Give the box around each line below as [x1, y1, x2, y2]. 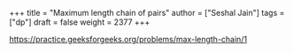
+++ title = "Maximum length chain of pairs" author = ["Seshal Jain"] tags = [9, 8, 285, 18]
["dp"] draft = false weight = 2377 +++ [9, 17, 150, 27]
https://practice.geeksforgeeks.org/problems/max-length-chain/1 [9, 34, 248, 44]
